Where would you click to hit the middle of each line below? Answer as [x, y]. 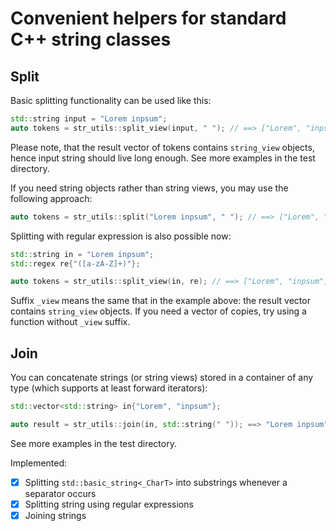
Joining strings [55, 515]
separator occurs [60, 493]
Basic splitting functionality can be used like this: [111, 100]
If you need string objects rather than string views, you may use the [149, 188]
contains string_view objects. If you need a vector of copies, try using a [158, 311]
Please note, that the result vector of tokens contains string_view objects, [162, 147]
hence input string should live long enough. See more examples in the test [163, 158]
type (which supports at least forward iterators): [109, 388]
